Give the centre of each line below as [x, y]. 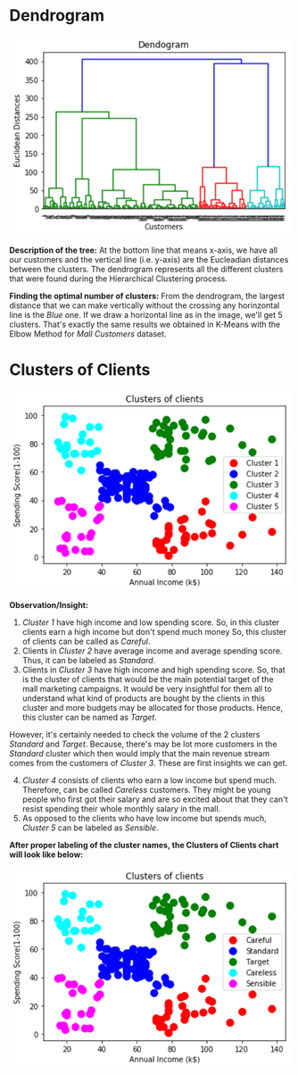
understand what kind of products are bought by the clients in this [144, 698]
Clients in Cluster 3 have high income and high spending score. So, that [153, 670]
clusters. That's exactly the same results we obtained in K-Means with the [145, 325]
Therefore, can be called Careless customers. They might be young [146, 790]
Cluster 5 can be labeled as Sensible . [90, 828]
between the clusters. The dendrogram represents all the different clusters [146, 270]
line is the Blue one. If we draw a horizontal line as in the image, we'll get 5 [146, 315]
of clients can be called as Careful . [86, 642]
